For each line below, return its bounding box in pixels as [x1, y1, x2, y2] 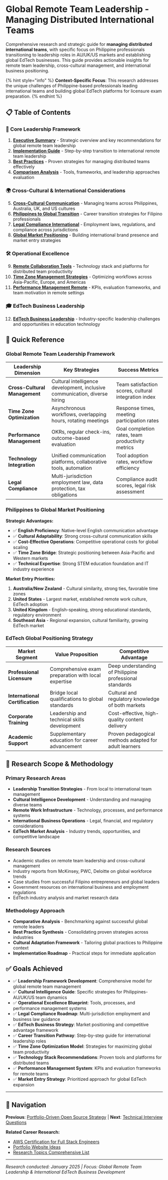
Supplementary [49, 730, 86, 737]
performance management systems [12, 1005, 87, 1011]
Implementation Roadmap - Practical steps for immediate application [12, 950, 156, 956]
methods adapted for [108, 737, 158, 744]
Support [8, 740, 28, 747]
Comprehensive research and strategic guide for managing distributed [5, 41, 153, 47]
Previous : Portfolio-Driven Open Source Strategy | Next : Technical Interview [5, 1114, 163, 1120]
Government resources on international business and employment [12, 884, 149, 890]
